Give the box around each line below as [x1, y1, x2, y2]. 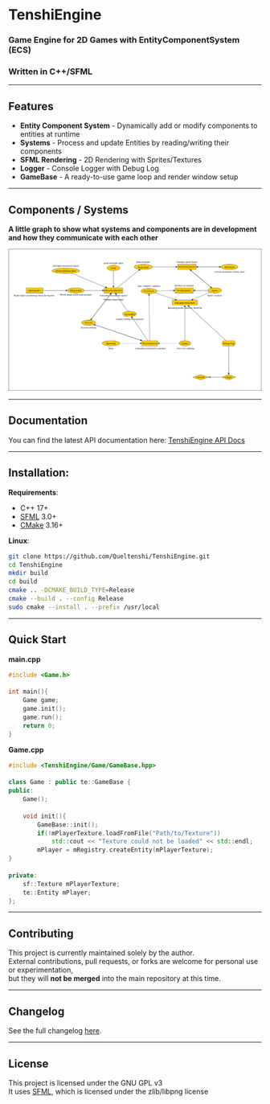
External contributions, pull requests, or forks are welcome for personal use [8, 957, 259, 967]
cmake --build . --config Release [8, 595, 125, 603]
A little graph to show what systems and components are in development [8, 224, 257, 234]
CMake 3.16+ [19, 520, 63, 530]
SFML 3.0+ [19, 511, 57, 521]
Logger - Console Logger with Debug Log [19, 163, 159, 174]
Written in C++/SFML [8, 66, 92, 77]
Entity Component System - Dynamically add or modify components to [19, 121, 258, 130]
